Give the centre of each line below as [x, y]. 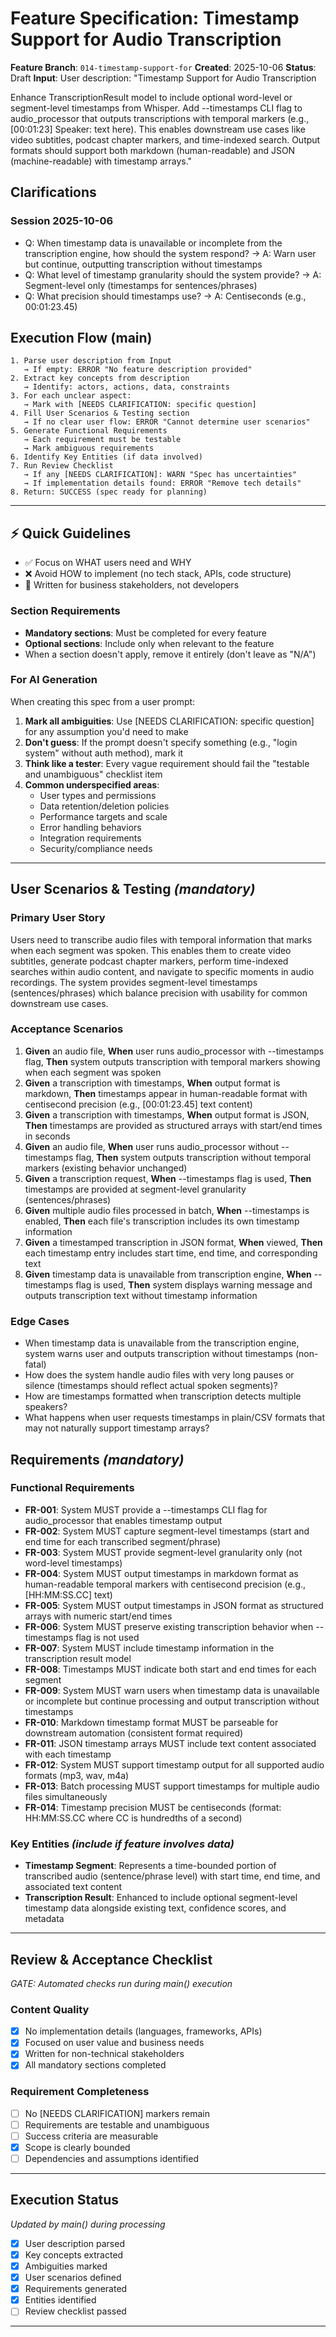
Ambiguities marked [66, 2266]
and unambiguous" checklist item [93, 774]
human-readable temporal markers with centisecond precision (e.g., [165, 1584]
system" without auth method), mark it [104, 753]
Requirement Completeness [80, 2092]
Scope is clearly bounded [77, 2147]
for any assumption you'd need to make [106, 731]
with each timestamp [68, 1754]
